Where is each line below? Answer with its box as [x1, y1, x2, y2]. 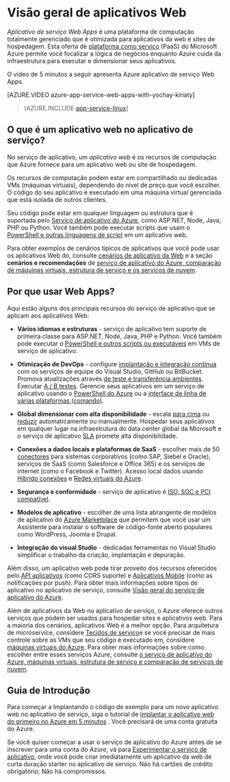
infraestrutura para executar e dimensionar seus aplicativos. [7, 56, 177, 65]
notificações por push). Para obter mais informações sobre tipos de [7, 579, 199, 587]
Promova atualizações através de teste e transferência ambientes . [16, 375, 204, 383]
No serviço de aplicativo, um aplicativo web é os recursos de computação [7, 153, 217, 161]
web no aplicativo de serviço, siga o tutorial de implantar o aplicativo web [7, 710, 214, 719]
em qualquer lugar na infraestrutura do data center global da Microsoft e [16, 424, 222, 432]
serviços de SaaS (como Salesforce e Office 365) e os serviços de [16, 459, 205, 468]
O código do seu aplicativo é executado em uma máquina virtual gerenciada [7, 188, 222, 197]
